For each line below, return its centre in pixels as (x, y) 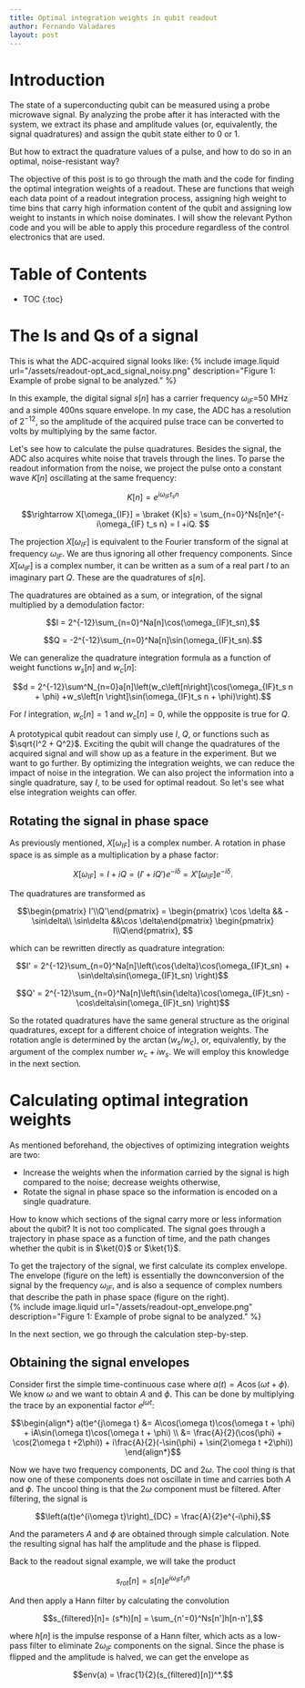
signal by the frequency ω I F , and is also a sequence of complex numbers (146, 1286)
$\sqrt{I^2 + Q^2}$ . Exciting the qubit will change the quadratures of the (145, 744)
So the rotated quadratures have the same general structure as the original (149, 1020)
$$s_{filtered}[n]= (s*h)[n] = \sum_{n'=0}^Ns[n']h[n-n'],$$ (153, 1618)
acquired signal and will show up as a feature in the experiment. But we (143, 753)
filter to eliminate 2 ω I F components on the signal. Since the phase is (157, 1647)
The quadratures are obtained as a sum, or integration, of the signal (136, 595)
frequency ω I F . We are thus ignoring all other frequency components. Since (151, 555)
